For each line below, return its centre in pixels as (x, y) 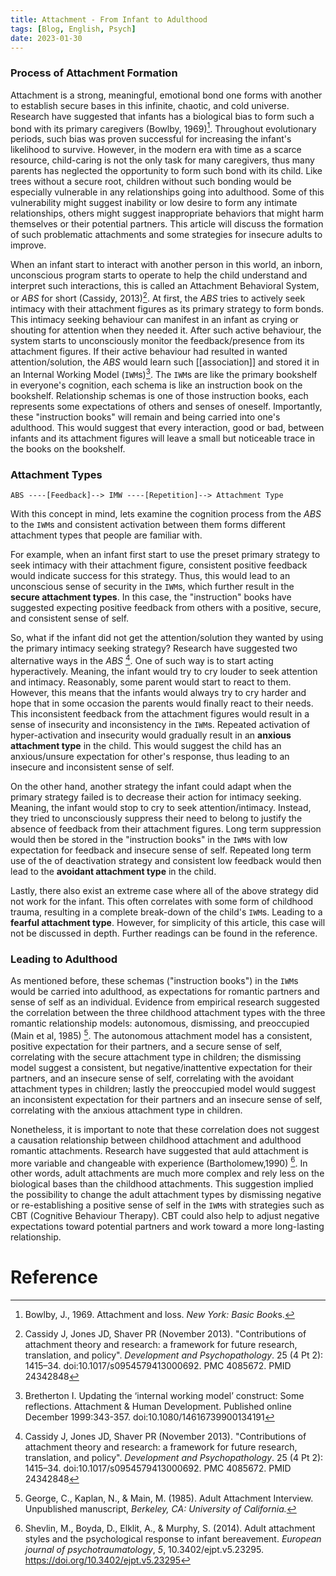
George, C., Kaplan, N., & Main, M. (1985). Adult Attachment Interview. (169, 1498)
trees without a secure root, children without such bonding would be (151, 182)
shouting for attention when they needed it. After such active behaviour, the (166, 330)
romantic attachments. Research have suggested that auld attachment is (159, 1150)
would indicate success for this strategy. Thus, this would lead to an (150, 575)
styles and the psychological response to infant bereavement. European (173, 1539)
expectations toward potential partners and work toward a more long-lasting (167, 1227)
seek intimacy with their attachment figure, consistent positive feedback (159, 565)
